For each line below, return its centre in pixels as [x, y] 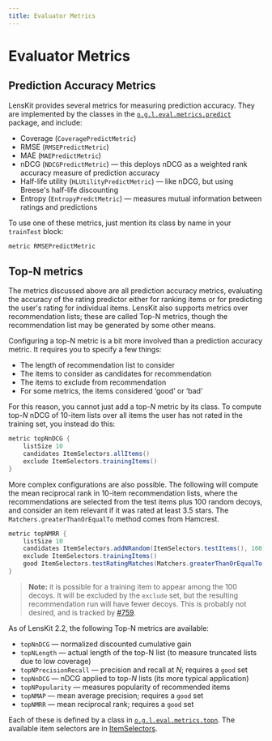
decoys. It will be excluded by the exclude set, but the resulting [133, 595]
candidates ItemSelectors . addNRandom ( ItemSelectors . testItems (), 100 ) [144, 549]
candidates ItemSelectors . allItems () [87, 454]
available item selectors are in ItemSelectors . [83, 728]
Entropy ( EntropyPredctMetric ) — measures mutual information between [141, 198]
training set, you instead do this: [62, 424]
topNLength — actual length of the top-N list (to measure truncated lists [138, 652]
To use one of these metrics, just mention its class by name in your [120, 223]
